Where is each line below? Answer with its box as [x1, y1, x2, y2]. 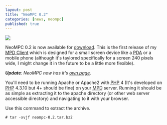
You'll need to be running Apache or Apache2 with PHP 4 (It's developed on [5, 79, 162, 85]
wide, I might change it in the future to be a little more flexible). [5, 60, 135, 66]
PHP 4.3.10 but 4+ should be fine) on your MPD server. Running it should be [5, 85, 162, 91]
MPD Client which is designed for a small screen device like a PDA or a [5, 49, 151, 55]
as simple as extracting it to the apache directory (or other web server [5, 90, 150, 96]
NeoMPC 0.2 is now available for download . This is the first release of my [5, 44, 157, 50]
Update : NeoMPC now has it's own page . [5, 70, 91, 76]
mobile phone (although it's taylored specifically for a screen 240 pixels [5, 55, 154, 61]
